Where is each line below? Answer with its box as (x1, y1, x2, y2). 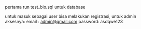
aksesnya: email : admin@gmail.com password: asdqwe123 (5, 19, 123, 24)
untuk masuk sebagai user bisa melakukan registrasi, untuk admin (5, 14, 137, 19)
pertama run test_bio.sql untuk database (5, 4, 85, 10)
